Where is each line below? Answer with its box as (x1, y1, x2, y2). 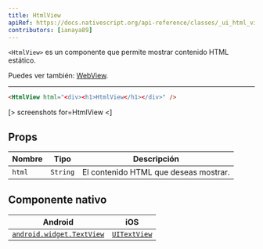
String (50, 168, 75, 177)
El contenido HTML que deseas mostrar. (81, 167, 231, 178)
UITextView (112, 229, 153, 239)
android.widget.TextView (12, 229, 105, 239)
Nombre (12, 153, 43, 164)
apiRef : (8, 19, 34, 27)
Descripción (132, 153, 180, 164)
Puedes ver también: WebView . (8, 71, 109, 81)
